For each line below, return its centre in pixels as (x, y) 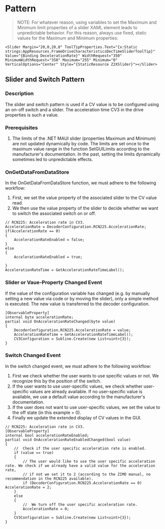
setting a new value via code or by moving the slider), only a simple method (82, 298)
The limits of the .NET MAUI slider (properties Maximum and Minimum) (84, 138)
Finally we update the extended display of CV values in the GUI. (77, 417)
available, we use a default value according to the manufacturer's (79, 397)
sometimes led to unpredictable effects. (53, 159)
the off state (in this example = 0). (47, 412)
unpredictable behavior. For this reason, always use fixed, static (82, 33)
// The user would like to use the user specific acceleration (89, 461)
